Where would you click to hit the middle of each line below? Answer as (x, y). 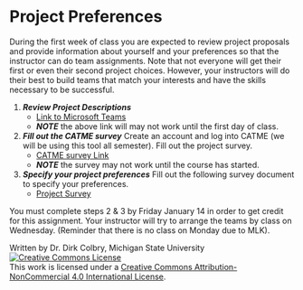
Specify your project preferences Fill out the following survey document (158, 174)
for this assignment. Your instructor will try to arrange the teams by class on (151, 220)
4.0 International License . (119, 276)
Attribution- (216, 267)
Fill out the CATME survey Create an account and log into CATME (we (153, 136)
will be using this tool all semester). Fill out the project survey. (137, 145)
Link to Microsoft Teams (81, 117)
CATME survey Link (72, 154)
